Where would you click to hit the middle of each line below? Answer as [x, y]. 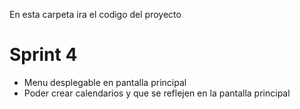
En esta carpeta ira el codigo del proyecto [95, 14]
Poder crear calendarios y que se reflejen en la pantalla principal [157, 93]
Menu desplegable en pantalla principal [105, 82]
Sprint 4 [43, 55]
